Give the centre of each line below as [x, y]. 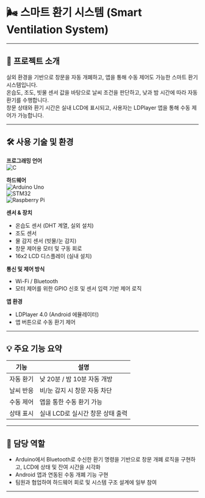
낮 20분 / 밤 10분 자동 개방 [76, 379]
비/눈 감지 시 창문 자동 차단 [76, 391]
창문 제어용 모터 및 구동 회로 [49, 248]
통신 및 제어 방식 [26, 269]
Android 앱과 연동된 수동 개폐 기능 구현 [62, 475]
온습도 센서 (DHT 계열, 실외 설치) [54, 225]
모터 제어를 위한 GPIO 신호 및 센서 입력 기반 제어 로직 [78, 288]
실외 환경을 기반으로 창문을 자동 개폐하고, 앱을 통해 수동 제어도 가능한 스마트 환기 [102, 77]
